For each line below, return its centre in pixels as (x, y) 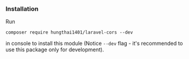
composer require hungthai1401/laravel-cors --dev (69, 32)
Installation (22, 9)
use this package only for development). (55, 50)
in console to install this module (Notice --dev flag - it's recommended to (94, 44)
